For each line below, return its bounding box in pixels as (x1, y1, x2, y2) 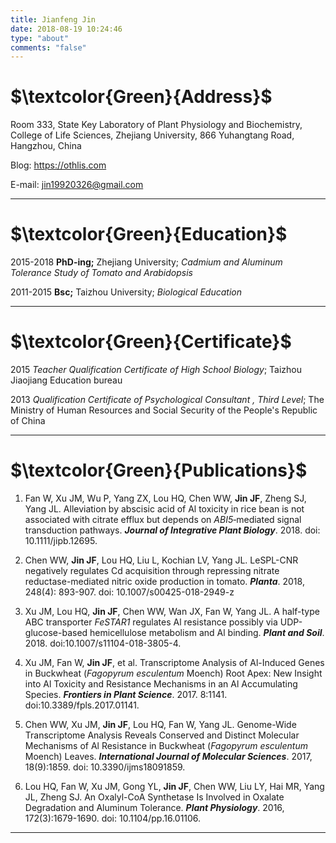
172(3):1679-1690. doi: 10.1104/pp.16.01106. (24, 812, 202, 824)
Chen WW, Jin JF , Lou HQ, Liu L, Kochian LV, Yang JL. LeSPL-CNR (24, 554, 299, 566)
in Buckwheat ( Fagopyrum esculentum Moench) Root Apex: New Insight (24, 667, 323, 679)
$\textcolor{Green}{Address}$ (10, 86, 273, 108)
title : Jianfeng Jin (10, 14, 97, 25)
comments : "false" (10, 42, 87, 53)
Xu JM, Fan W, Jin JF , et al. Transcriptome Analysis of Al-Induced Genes (24, 657, 325, 668)
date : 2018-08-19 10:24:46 (10, 24, 123, 34)
